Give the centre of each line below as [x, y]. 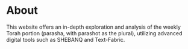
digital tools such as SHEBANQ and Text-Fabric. [66, 39]
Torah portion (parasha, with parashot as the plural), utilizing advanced [94, 33]
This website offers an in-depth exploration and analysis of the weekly [93, 27]
